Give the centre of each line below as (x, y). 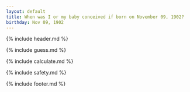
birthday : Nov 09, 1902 (35, 22)
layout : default (26, 11)
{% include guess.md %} (36, 50)
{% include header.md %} (37, 39)
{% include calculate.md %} (40, 61)
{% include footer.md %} (36, 84)
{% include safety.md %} (36, 73)
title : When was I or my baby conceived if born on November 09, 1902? (95, 17)
